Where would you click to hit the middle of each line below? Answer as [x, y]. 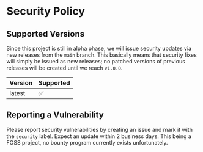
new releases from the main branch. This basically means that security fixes [102, 55]
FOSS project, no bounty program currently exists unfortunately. [87, 142]
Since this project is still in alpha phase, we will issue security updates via [99, 48]
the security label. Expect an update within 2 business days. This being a [99, 136]
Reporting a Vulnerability [55, 115]
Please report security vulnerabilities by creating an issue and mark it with [99, 129]
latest [17, 93]
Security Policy [46, 11]
